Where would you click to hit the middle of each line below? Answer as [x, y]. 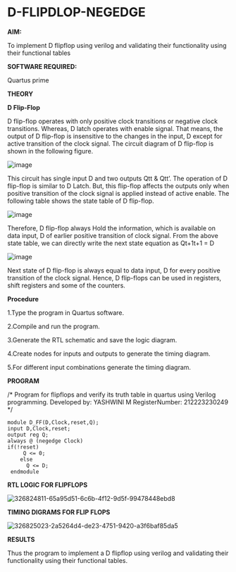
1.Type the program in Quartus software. [66, 312]
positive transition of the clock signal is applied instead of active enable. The [118, 193]
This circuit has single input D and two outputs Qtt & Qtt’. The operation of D [117, 178]
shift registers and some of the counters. [66, 285]
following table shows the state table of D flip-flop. [81, 201]
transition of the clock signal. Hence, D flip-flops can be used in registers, [114, 278]
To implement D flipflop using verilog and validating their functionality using [117, 45]
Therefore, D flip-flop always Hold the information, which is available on [112, 228]
